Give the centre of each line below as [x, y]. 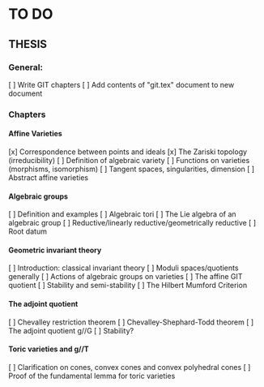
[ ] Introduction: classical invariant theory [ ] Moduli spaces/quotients [123, 268]
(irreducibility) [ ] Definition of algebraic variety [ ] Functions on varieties [129, 160]
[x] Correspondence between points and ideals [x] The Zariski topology [128, 152]
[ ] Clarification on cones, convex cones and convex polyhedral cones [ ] [130, 367]
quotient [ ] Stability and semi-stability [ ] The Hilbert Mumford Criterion [128, 286]
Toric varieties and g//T [49, 349]
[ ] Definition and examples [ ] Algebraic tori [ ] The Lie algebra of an [122, 214]
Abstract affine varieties [49, 178]
